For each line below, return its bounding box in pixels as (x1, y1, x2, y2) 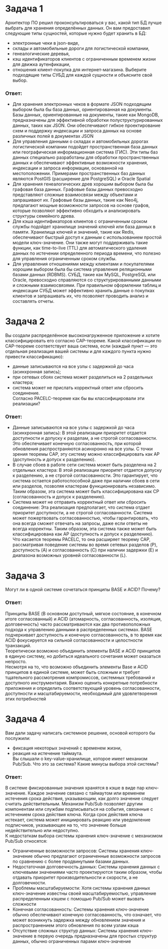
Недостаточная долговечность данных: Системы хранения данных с (12, 863, 160, 870)
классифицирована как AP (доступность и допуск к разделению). (12, 531, 153, 537)
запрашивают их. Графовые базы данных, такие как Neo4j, (12, 197, 139, 203)
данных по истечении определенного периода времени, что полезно (12, 250, 161, 256)
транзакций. (5, 642, 31, 648)
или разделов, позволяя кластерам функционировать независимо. (12, 483, 156, 489)
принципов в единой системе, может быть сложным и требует (5, 669, 140, 675)
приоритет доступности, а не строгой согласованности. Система (12, 510, 152, 516)
